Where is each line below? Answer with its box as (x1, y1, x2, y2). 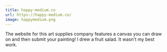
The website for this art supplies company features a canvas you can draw (5, 31, 162, 37)
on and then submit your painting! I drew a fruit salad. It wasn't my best (5, 36, 155, 42)
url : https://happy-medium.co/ (5, 12, 72, 17)
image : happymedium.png (5, 17, 56, 22)
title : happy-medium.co (5, 7, 56, 13)
